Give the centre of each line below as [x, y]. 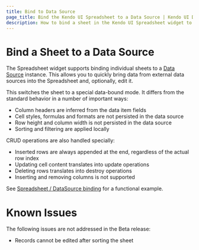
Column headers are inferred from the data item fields [81, 110]
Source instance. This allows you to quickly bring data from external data [95, 75]
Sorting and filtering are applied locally [62, 129]
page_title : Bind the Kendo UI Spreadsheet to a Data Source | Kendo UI [98, 17]
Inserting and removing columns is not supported [75, 177]
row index [27, 158]
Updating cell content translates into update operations [82, 165]
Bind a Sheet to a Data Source [80, 52]
